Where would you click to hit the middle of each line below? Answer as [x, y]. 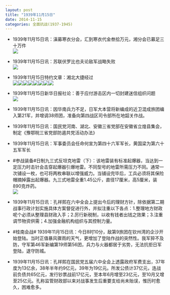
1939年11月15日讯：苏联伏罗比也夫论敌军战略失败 [64, 62]
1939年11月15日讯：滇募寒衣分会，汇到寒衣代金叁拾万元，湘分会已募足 [86, 39]
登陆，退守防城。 [30, 251]
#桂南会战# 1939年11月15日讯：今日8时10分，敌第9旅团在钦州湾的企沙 [86, 232]
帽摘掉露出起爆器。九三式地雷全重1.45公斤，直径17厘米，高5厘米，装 [85, 180]
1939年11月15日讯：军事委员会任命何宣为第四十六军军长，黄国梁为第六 [86, 143]
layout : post [19, 10]
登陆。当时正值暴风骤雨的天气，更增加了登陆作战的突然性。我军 [84, 238]
